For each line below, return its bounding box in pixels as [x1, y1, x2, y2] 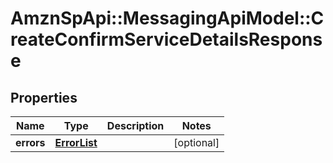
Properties [10, 89, 78, 106]
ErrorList [54, 136, 98, 149]
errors [15, 136, 46, 149]
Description [106, 119, 165, 132]
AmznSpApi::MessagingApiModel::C [10, 7, 325, 30]
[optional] [173, 136, 220, 149]
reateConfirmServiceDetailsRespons [10, 28, 323, 51]
